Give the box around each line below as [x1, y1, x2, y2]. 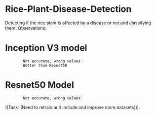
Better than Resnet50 [23, 63, 68, 68]
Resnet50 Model [5, 79, 74, 91]
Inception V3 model [5, 42, 87, 54]
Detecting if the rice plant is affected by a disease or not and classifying [5, 20, 152, 26]
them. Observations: [5, 25, 47, 31]
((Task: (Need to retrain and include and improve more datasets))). [5, 104, 140, 110]
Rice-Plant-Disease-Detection [5, 3, 132, 15]
